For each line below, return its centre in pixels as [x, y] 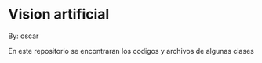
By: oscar [24, 36]
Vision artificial [59, 14]
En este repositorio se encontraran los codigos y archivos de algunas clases [131, 51]
